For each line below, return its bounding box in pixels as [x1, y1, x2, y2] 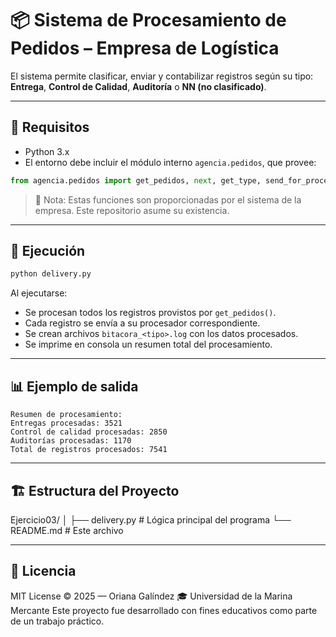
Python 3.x [24, 145, 70, 157]
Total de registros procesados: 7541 [10, 445, 168, 455]
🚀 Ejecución [10, 243, 86, 260]
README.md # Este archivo [10, 524, 124, 536]
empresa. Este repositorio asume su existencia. [34, 204, 230, 216]
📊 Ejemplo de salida [10, 378, 139, 395]
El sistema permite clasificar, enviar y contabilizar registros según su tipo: [10, 70, 314, 82]
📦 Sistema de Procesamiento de [10, 9, 287, 32]
